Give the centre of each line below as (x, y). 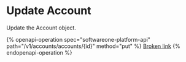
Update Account (49, 11)
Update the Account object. (41, 28)
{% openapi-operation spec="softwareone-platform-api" (78, 39)
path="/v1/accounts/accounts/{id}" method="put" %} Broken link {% (93, 46)
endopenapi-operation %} (39, 52)
